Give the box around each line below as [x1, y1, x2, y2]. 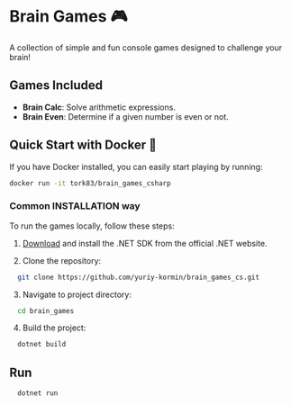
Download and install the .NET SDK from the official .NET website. [22, 238, 268, 248]
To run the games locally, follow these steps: [9, 220, 176, 231]
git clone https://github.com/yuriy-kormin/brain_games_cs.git [17, 273, 259, 282]
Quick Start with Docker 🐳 [9, 138, 158, 153]
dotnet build [17, 340, 67, 349]
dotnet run [17, 389, 59, 398]
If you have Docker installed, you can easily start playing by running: [9, 161, 263, 172]
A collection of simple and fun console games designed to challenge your [9, 41, 282, 53]
